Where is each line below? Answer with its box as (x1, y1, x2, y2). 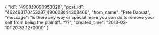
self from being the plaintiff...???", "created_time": (5, 19, 105, 25)
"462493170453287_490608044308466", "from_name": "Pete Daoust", (5, 9, 151, 15)
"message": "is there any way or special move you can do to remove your (5, 15, 154, 20)
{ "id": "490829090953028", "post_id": (5, 4, 85, 10)
